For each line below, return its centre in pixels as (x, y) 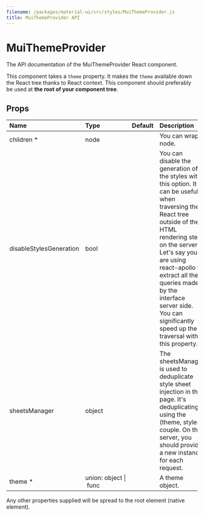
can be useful (179, 191)
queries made (179, 283)
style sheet (175, 384)
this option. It (178, 184)
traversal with (179, 336)
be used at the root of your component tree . (62, 90)
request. (171, 468)
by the (168, 291)
